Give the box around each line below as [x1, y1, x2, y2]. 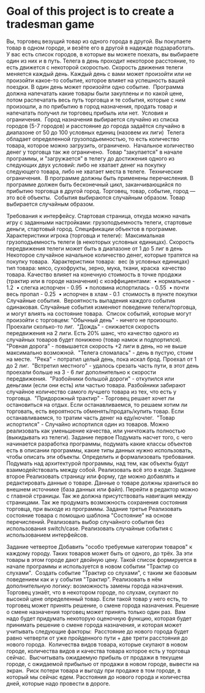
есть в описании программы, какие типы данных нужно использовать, [6, 446, 193, 454]
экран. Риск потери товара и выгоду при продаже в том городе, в [6, 667, 181, 674]
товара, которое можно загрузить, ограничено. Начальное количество [6, 142, 195, 149]
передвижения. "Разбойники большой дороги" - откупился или [6, 375, 174, 382]
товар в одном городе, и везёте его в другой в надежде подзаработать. [6, 44, 195, 51]
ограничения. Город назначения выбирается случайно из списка [6, 115, 179, 123]
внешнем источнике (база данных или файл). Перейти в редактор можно [6, 485, 199, 493]
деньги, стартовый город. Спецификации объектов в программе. [6, 225, 177, 232]
